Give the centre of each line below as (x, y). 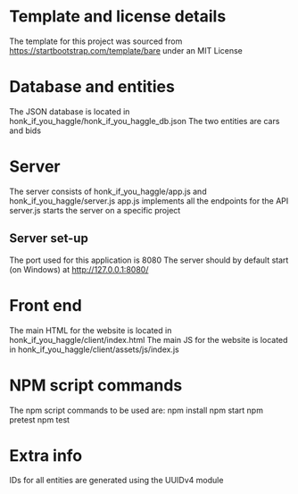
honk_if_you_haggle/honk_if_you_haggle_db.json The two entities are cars (145, 121)
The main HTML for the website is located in (91, 330)
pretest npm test (39, 419)
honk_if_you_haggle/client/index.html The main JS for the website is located (149, 339)
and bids (25, 130)
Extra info (46, 455)
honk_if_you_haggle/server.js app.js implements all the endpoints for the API (149, 201)
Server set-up (49, 239)
